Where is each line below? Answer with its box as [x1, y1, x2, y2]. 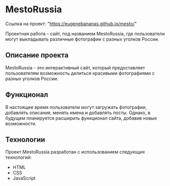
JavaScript [12, 175, 36, 181]
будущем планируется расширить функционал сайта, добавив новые [5, 115, 157, 121]
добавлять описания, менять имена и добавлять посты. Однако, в [5, 109, 151, 116]
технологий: [5, 154, 32, 160]
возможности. [5, 120, 37, 126]
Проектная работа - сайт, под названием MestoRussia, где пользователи [5, 30, 165, 36]
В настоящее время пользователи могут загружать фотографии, [5, 104, 147, 110]
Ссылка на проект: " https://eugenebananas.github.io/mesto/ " [5, 21, 137, 27]
